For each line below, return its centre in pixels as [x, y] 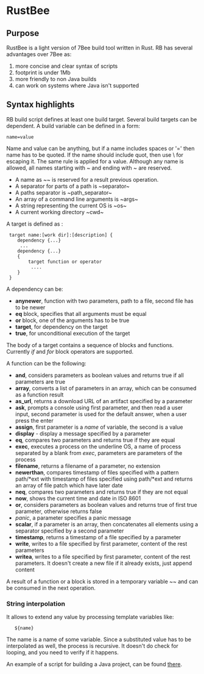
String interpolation [36, 603]
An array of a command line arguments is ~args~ [77, 199]
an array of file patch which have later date [69, 485]
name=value [20, 137]
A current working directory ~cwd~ [59, 212]
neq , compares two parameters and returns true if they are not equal [101, 492]
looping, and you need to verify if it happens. [62, 653]
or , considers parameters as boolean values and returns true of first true [106, 504]
